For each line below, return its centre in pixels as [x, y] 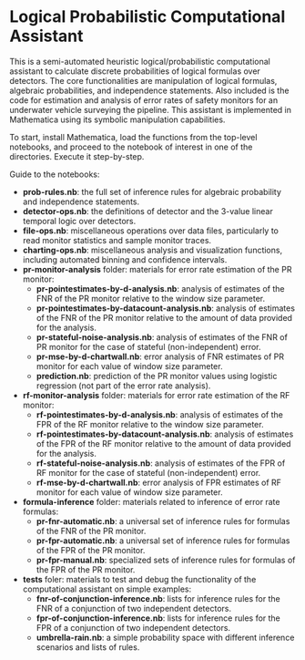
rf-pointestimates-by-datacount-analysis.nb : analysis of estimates [165, 434]
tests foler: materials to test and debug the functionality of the [139, 579]
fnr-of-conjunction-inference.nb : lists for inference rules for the [158, 598]
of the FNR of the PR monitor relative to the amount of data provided [164, 317]
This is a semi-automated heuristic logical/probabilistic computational [140, 61]
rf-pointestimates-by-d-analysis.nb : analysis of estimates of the [160, 414]
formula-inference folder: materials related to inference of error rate [151, 501]
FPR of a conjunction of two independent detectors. [133, 627]
